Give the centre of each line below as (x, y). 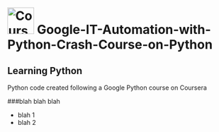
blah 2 (27, 122)
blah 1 (26, 115)
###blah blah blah (34, 101)
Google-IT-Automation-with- (124, 30)
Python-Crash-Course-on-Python (110, 45)
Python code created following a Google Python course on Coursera (107, 88)
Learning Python (45, 71)
